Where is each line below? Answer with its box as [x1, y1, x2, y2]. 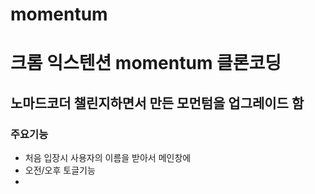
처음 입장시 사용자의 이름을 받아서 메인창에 [24, 152, 192, 164]
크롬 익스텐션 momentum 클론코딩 [10, 52, 282, 75]
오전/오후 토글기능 [24, 164, 96, 177]
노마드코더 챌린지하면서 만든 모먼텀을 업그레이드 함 [10, 94, 305, 112]
